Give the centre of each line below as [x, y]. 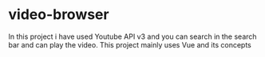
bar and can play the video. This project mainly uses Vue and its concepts [130, 44]
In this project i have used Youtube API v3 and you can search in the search [132, 36]
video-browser [59, 15]
